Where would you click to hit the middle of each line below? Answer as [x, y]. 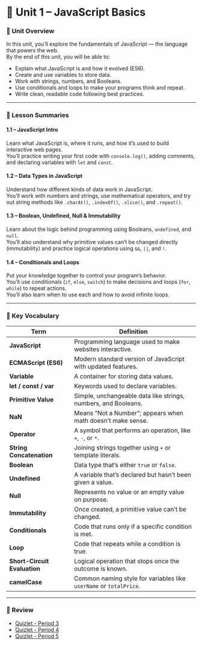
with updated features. [106, 366]
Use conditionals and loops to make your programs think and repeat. [100, 88]
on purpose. [91, 500]
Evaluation [25, 569]
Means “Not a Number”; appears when [129, 413]
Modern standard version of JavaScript [130, 359]
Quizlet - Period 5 [37, 636]
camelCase [26, 582]
